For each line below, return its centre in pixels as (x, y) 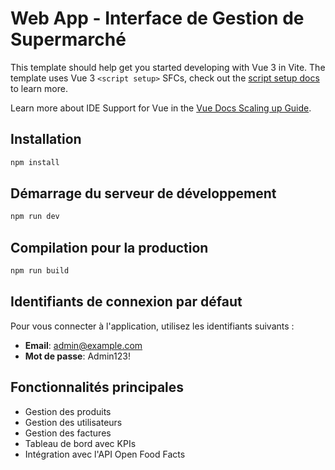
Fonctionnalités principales (97, 387)
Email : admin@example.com (83, 345)
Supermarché (68, 39)
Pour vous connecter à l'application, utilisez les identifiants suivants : (152, 326)
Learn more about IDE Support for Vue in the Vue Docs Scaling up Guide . (161, 108)
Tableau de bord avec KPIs (80, 443)
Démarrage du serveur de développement (143, 193)
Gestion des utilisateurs (73, 422)
